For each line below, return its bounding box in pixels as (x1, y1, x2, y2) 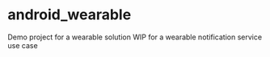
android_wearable (7, 6, 132, 24)
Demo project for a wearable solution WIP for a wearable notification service (7, 32, 263, 42)
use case (7, 40, 38, 50)
